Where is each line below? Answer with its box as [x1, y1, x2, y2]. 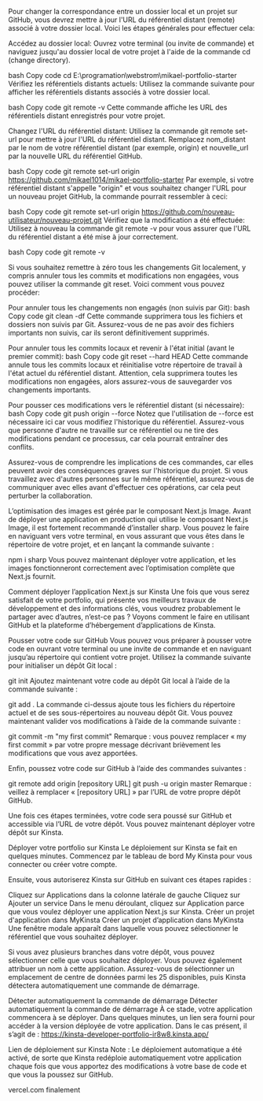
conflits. [8, 443, 35, 451]
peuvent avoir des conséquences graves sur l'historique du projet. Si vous [8, 466, 249, 475]
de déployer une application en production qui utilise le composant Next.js [8, 515, 249, 524]
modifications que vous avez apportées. [8, 748, 138, 758]
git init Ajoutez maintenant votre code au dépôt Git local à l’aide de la [8, 677, 230, 685]
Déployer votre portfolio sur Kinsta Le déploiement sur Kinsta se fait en [8, 843, 238, 852]
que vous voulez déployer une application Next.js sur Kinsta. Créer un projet [8, 907, 255, 916]
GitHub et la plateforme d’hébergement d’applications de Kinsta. [8, 621, 216, 629]
